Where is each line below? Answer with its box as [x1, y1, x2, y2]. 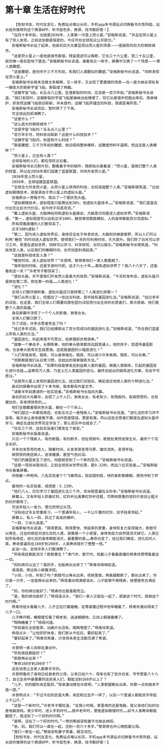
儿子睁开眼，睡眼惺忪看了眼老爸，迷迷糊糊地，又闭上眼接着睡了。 [11, 615, 126, 620]
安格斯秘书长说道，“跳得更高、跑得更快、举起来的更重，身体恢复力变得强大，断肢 [11, 525, 154, 531]
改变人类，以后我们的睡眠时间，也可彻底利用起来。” [8, 247, 98, 252]
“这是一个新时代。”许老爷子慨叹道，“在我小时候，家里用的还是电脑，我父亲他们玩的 [11, 703, 156, 708]
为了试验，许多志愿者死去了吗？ [11, 321, 67, 326]
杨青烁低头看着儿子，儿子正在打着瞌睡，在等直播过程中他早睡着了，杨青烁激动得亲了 [11, 604, 159, 609]
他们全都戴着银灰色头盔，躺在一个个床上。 [11, 405, 85, 410]
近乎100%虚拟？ [11, 227, 39, 232]
